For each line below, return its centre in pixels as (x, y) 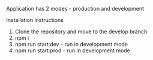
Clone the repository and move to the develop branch (81, 31)
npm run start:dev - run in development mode (71, 44)
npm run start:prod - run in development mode (73, 50)
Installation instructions (35, 20)
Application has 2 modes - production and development (75, 9)
